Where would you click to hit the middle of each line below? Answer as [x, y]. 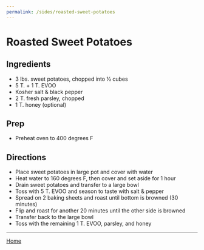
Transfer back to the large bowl [54, 217]
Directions [26, 157]
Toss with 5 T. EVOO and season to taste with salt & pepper [89, 191]
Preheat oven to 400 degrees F [54, 138]
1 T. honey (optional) [41, 104]
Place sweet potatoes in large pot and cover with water [84, 172]
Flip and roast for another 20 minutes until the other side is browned [100, 211]
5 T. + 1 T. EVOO [36, 85]
